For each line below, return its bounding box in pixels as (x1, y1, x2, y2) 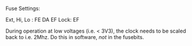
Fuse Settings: (5, 5, 41, 12)
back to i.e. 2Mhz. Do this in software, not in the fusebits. (5, 34, 144, 40)
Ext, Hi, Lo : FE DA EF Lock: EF (5, 16, 80, 23)
